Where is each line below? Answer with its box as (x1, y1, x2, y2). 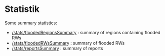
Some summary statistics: (4, 20, 57, 26)
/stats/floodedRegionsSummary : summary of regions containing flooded (11, 29, 161, 35)
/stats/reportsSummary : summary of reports (11, 45, 103, 51)
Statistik (4, 3, 40, 15)
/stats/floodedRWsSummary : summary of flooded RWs (11, 40, 125, 46)
